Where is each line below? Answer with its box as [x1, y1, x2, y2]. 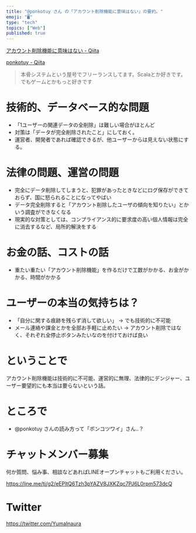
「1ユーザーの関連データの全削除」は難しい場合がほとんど [14, 121, 155, 129]
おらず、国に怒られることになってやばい [14, 194, 112, 201]
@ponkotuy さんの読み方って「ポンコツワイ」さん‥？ [14, 425, 145, 432]
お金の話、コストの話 [6, 246, 109, 259]
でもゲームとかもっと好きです [20, 78, 92, 86]
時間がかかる [30, 274, 61, 281]
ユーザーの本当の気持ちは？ [6, 296, 139, 310]
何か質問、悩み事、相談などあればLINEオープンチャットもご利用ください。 [6, 468, 186, 475]
